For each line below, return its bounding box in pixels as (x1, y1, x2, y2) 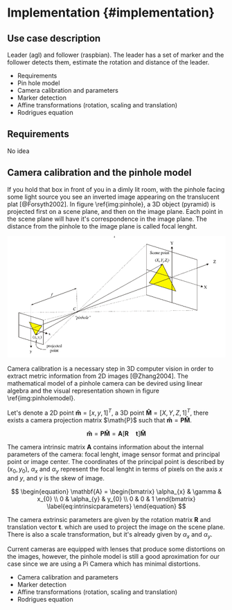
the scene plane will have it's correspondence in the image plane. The (7, 215, 208, 223)
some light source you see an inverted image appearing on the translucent (7, 192, 220, 201)
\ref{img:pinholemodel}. (7, 394, 75, 402)
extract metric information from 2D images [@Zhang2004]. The (7, 372, 188, 380)
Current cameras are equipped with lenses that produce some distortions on (7, 545, 226, 553)
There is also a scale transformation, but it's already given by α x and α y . (7, 530, 213, 540)
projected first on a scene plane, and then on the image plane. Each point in (7, 207, 224, 215)
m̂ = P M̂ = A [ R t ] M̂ (86, 429, 147, 438)
